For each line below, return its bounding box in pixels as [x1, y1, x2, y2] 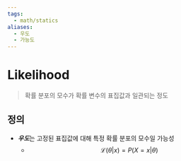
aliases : [7, 23, 33, 30]
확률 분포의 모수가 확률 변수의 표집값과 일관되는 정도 [24, 91, 168, 100]
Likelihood [7, 67, 70, 83]
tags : [7, 10, 23, 18]
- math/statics [13, 17, 59, 24]
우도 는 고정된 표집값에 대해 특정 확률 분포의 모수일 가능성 [17, 133, 175, 142]
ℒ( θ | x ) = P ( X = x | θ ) [100, 145, 158, 154]
